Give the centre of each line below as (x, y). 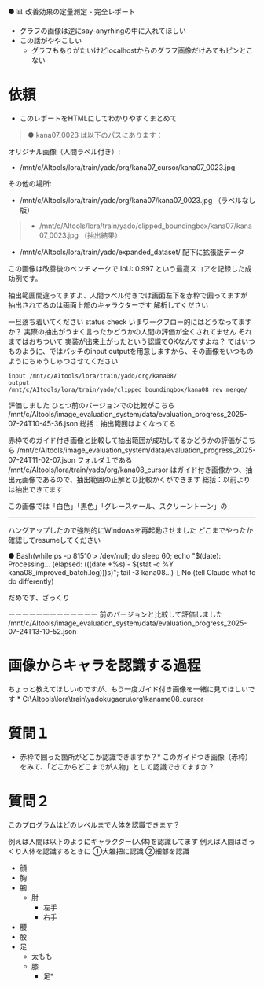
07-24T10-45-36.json (43, 423)
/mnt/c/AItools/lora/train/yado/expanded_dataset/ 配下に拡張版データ (132, 252)
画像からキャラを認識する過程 (105, 666)
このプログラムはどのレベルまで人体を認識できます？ (94, 824)
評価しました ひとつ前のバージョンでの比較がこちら (92, 405)
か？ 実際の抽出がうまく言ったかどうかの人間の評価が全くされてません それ (130, 331)
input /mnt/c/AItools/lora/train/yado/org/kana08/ (93, 376)
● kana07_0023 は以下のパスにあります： (95, 135)
